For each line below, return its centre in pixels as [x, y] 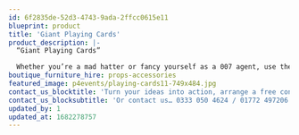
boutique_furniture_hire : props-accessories [92, 76]
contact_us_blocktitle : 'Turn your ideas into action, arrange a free [142, 92]
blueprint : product [45, 26]
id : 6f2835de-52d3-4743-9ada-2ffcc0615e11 [88, 17]
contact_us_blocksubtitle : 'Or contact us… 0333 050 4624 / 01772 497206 [149, 100]
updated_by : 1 [35, 108]
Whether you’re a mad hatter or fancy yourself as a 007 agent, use [146, 67]
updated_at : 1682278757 [53, 117]
